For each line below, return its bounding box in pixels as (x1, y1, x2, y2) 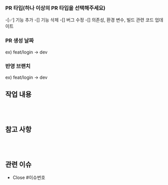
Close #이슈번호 (12, 174, 46, 180)
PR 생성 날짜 (5, 37, 34, 44)
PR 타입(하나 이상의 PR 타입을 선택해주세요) (5, 4, 106, 11)
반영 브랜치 (5, 62, 31, 69)
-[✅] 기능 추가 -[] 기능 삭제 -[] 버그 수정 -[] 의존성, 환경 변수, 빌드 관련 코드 (5, 17, 154, 23)
